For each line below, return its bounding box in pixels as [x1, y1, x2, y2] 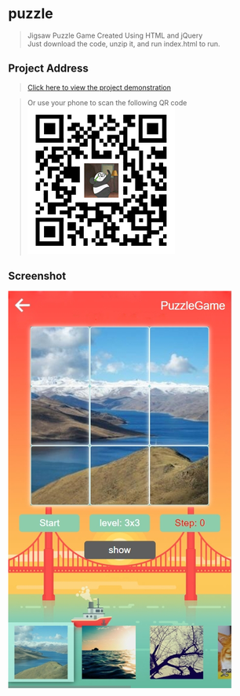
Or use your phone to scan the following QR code [27, 97, 187, 107]
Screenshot [8, 269, 67, 283]
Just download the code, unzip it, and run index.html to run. [27, 38, 221, 48]
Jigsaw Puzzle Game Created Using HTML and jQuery [27, 31, 203, 40]
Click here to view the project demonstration [27, 82, 171, 92]
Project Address [8, 62, 89, 75]
